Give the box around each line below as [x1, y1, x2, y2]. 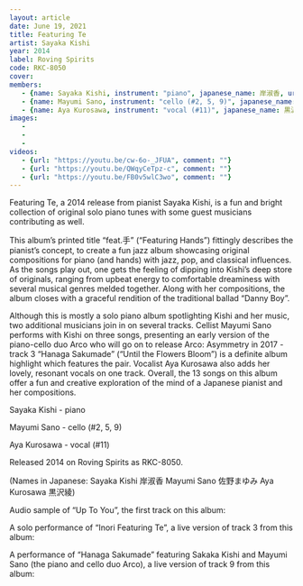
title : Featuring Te [9, 30, 87, 39]
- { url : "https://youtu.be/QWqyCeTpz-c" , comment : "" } [21, 164, 232, 173]
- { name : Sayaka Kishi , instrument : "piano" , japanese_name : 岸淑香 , [21, 88, 284, 97]
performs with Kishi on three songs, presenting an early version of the [9, 330, 271, 341]
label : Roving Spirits [9, 55, 95, 64]
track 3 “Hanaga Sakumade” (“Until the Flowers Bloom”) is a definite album [9, 349, 289, 360]
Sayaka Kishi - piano [9, 405, 86, 416]
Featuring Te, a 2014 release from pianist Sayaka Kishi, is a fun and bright [9, 197, 283, 208]
